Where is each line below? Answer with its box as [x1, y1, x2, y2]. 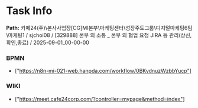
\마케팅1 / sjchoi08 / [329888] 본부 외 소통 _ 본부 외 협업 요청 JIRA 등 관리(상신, [6, 31, 192, 39]
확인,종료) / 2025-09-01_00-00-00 [6, 39, 90, 46]
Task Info [6, 4, 53, 18]
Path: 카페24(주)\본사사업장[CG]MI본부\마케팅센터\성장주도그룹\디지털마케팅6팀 [6, 24, 193, 31]
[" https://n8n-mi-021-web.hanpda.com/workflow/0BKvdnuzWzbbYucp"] [14, 67, 192, 75]
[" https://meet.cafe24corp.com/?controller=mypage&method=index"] [14, 95, 185, 102]
